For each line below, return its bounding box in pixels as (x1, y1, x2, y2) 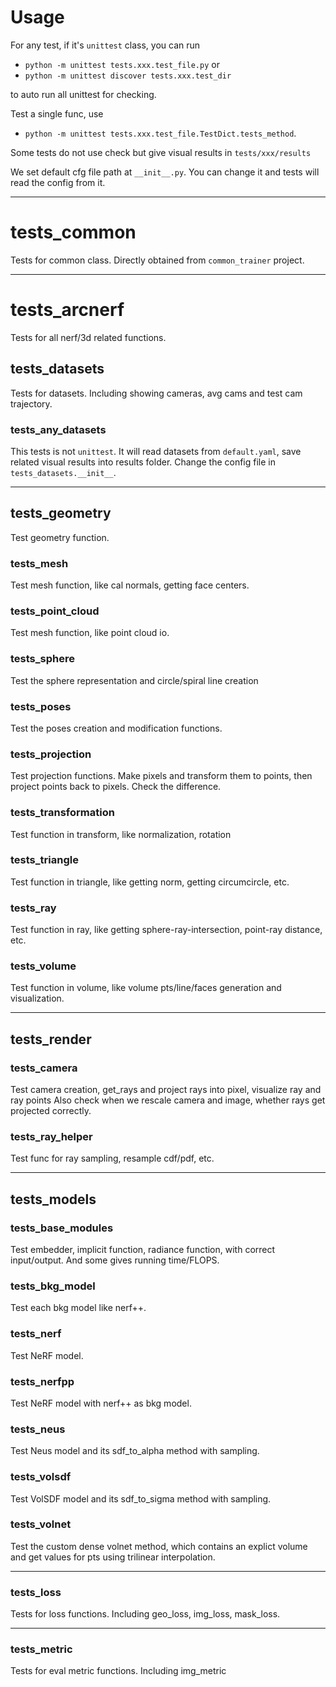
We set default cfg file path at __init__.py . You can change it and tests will (10, 166, 320, 178)
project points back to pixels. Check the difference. (10, 781, 222, 793)
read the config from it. (10, 176, 106, 188)
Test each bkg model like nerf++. (10, 1302, 147, 1314)
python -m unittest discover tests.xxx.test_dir (24, 71, 232, 81)
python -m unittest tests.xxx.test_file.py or (24, 58, 220, 70)
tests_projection (10, 747, 92, 761)
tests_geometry (10, 505, 112, 522)
